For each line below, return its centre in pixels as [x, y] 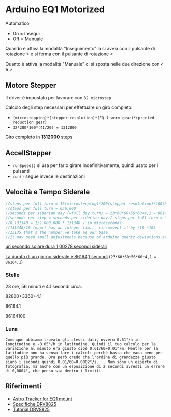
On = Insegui [26, 33]
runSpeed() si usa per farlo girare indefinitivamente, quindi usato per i [85, 165]
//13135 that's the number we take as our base [57, 232]
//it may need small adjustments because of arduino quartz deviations [83, 237]
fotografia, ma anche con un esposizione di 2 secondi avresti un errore [85, 366]
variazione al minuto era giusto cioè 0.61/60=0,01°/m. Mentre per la [82, 348]
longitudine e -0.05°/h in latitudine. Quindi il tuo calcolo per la [81, 344]
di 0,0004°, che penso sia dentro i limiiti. [54, 371]
